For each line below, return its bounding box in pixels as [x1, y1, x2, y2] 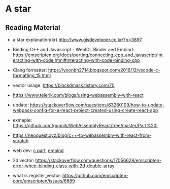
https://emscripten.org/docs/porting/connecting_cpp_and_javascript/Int [12, 52, 163, 58]
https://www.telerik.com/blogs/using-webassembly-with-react [12, 92, 144, 98]
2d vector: [12, 158, 35, 163]
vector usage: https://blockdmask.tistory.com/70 [12, 82, 115, 88]
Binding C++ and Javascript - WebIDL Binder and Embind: [12, 47, 134, 52]
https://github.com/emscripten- [62, 173, 128, 178]
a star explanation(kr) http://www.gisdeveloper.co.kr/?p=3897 [12, 36, 142, 43]
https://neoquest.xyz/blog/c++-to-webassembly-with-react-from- [12, 132, 152, 138]
